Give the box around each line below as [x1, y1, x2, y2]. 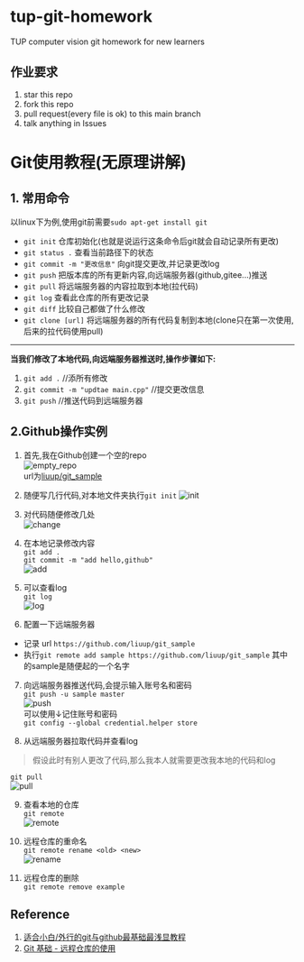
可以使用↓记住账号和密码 [23, 708, 118, 719]
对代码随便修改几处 [23, 508, 96, 519]
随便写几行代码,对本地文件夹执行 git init [23, 490, 178, 500]
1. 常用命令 [10, 191, 70, 206]
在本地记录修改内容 [23, 537, 96, 548]
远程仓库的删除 [23, 872, 79, 883]
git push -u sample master [23, 690, 125, 699]
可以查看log [23, 582, 68, 592]
